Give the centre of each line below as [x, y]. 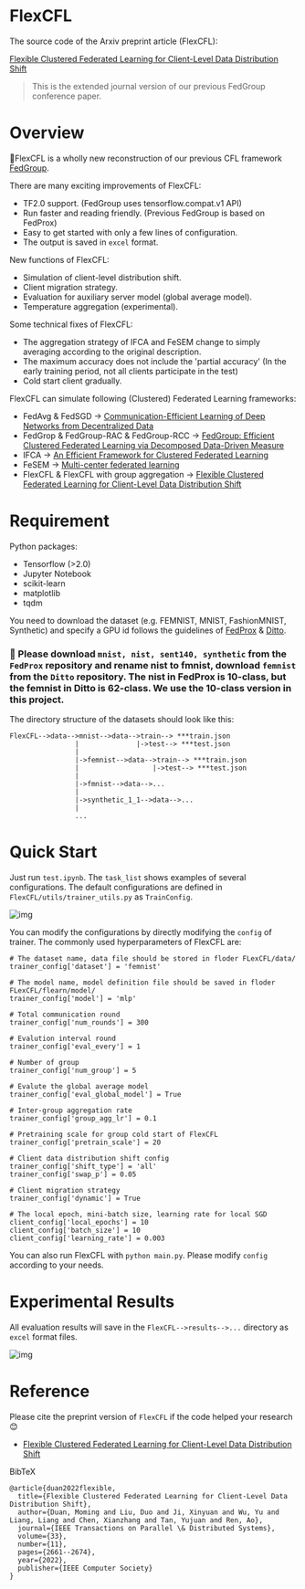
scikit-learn [44, 583]
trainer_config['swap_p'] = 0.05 [73, 1174]
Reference [49, 1391]
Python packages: [43, 546]
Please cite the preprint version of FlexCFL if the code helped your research [151, 1416]
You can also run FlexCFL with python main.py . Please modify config [138, 1256]
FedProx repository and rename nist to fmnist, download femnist [153, 665]
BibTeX [23, 1471]
